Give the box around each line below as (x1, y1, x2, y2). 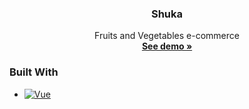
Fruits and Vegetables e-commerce (94, 30, 240, 42)
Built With (9, 65, 59, 79)
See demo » (141, 40, 193, 52)
